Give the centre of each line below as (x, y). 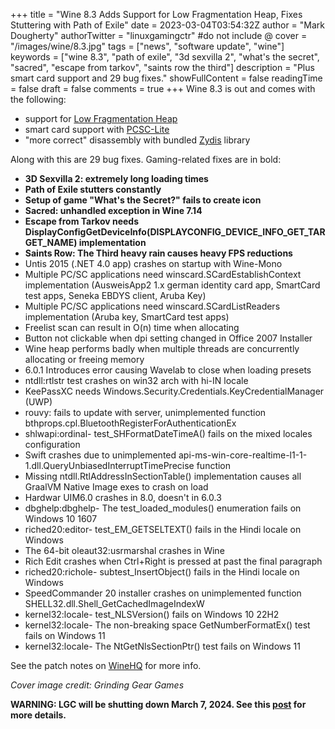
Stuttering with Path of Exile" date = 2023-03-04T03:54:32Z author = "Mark (167, 25)
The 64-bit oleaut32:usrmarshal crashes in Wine (124, 550)
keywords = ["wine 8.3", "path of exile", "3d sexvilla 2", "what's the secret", (165, 57)
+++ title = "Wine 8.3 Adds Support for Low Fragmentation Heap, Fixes (156, 14)
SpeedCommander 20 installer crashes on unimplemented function (163, 593)
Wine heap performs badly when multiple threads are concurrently (162, 348)
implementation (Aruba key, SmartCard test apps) (127, 317)
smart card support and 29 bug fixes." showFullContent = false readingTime (166, 78)
